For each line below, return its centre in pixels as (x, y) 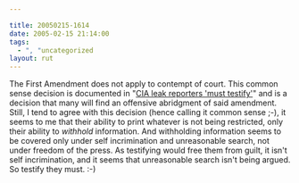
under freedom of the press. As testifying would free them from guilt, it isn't (148, 150)
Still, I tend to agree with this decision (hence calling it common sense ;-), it (148, 112)
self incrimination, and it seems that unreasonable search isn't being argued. (150, 160)
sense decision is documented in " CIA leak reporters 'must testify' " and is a (148, 94)
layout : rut (31, 59)
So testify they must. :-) (53, 170)
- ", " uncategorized (55, 50)
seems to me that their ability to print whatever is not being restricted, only (146, 122)
